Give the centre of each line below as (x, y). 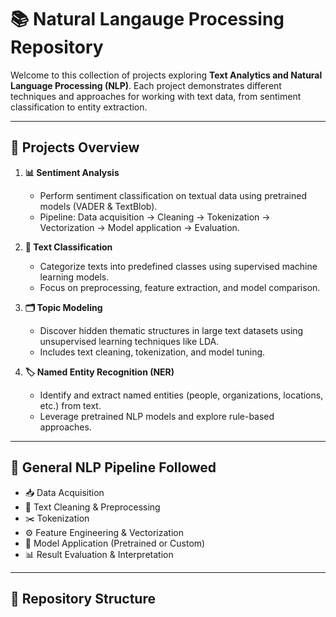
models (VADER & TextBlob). (98, 206)
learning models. (74, 277)
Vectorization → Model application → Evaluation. (139, 227)
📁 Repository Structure (83, 598)
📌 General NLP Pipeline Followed (113, 467)
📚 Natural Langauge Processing (147, 19)
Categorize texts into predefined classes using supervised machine (178, 266)
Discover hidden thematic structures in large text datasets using (171, 330)
